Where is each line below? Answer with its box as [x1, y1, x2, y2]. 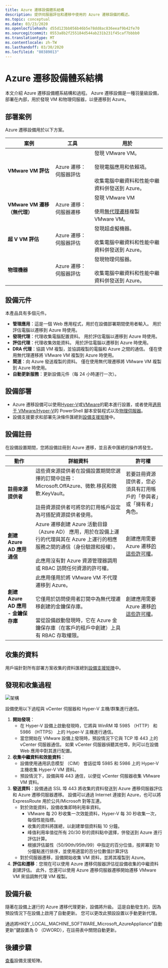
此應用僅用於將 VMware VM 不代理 [35, 574, 117, 581]
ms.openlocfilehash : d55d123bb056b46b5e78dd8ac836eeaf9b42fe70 [5, 26, 140, 31]
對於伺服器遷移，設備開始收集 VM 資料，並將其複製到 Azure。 [19, 854, 148, 861]
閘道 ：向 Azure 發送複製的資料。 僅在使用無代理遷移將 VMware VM [12, 359, 151, 365]
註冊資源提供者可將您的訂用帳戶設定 [35, 503, 121, 510]
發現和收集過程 [5, 681, 51, 689]
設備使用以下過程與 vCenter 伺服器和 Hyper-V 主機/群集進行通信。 [5, 706, 142, 712]
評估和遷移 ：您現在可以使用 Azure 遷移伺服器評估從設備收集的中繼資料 [12, 861, 159, 867]
